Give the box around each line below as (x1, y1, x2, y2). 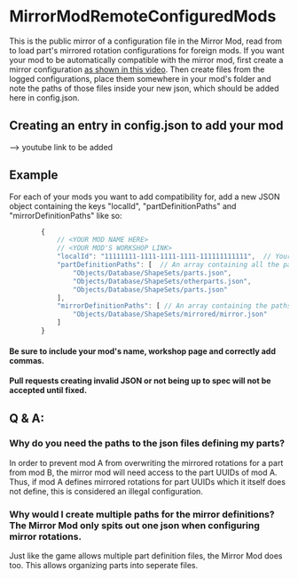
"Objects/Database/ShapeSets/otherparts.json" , (72, 277, 252, 285)
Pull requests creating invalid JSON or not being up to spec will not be (9, 375, 271, 386)
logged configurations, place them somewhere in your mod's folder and (9, 73, 272, 84)
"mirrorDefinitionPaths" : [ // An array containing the (56, 302, 268, 310)
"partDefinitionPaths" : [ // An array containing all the (56, 261, 279, 269)
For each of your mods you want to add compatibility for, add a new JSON (9, 191, 280, 202)
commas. (9, 355, 45, 366)
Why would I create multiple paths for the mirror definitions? (9, 508, 275, 520)
